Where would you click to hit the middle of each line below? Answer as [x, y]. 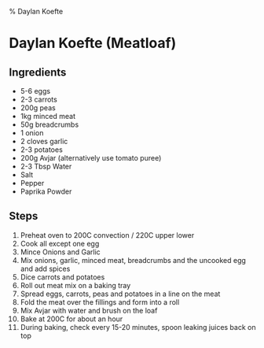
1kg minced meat [48, 116]
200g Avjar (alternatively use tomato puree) [91, 158]
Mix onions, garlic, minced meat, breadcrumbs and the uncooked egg [133, 260]
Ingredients [38, 72]
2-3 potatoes [42, 150]
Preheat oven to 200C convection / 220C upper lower [107, 235]
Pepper [32, 183]
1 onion [32, 133]
